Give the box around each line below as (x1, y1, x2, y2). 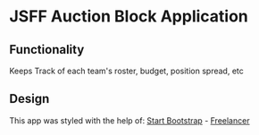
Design (9, 91, 50, 106)
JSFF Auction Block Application (9, 6, 248, 27)
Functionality (9, 42, 85, 57)
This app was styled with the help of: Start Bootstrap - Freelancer (9, 114, 250, 126)
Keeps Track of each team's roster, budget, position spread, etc (9, 65, 244, 76)
